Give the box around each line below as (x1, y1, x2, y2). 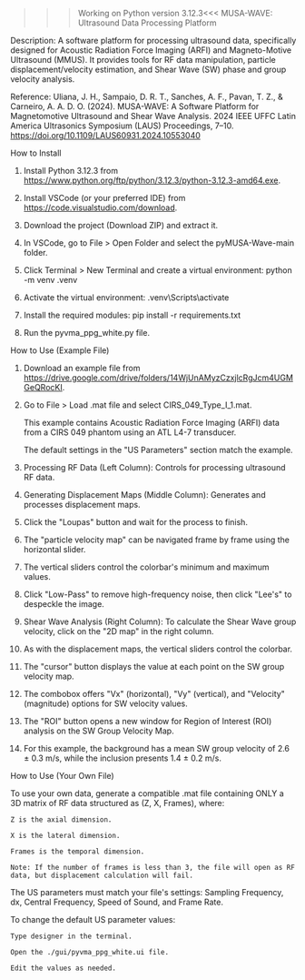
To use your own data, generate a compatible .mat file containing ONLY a (10, 788, 284, 799)
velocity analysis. (10, 74, 75, 85)
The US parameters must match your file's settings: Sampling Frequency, (10, 887, 284, 897)
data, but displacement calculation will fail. (10, 871, 194, 880)
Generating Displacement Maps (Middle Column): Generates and (23, 490, 266, 500)
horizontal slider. (23, 544, 86, 554)
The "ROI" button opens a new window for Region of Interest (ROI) (23, 716, 272, 726)
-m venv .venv (23, 275, 78, 285)
